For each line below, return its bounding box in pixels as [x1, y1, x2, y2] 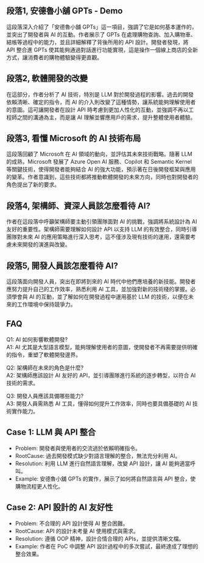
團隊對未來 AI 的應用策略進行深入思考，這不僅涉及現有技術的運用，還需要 [6, 233, 191, 241]
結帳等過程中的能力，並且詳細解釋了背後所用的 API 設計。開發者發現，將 [6, 38, 189, 46]
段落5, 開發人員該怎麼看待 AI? [6, 260, 119, 271]
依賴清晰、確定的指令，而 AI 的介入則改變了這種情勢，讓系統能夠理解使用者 [6, 98, 196, 106]
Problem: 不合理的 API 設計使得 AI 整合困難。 [15, 520, 129, 527]
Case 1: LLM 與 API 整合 [6, 427, 96, 438]
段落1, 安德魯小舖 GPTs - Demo [6, 5, 123, 16]
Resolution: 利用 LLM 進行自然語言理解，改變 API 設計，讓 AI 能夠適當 [15, 460, 191, 467]
